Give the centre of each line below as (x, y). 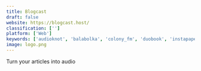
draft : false (22, 17)
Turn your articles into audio (41, 61)
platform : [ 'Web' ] (29, 34)
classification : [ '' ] (33, 28)
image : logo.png (26, 45)
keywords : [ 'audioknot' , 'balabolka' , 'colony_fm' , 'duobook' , (87, 39)
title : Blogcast (26, 12)
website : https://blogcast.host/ (48, 22)
